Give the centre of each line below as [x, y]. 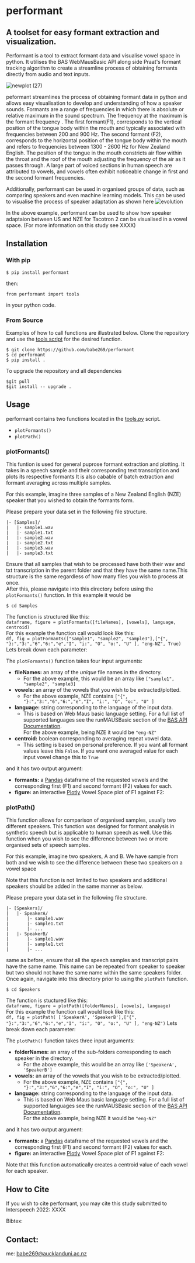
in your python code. [31, 305]
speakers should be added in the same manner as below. [74, 886]
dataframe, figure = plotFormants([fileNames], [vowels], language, [91, 622]
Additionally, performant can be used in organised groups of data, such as [95, 189]
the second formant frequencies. [46, 178]
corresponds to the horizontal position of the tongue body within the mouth [97, 140]
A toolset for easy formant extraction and [83, 32]
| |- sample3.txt [30, 553]
